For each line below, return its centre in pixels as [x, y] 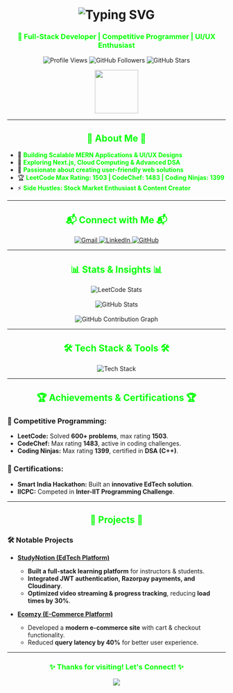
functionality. [46, 635]
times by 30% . [49, 601]
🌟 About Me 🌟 [116, 138]
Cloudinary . [45, 586]
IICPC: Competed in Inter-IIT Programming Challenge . [96, 491]
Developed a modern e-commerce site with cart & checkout [114, 628]
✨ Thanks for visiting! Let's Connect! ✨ [116, 667]
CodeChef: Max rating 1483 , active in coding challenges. [99, 443]
